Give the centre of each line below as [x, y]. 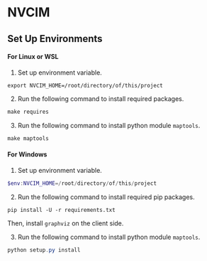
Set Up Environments [55, 39]
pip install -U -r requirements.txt [61, 210]
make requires [28, 112]
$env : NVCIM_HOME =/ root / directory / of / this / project [82, 183]
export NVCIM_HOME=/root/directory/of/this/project [85, 85]
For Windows [27, 154]
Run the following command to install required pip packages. [106, 197]
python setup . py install [44, 250]
